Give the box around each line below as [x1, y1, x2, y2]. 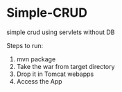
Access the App [16, 77, 63, 85]
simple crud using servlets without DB [6, 28, 115, 36]
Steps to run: [6, 41, 44, 49]
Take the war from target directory [16, 62, 115, 70]
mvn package [16, 54, 56, 63]
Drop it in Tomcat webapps [16, 70, 94, 78]
